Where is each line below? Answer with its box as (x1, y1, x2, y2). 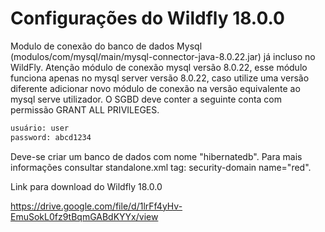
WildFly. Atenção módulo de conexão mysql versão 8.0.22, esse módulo (10, 61, 308, 73)
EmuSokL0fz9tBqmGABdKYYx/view (10, 210, 159, 222)
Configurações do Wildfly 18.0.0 (10, 7, 285, 30)
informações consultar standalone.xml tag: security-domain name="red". (10, 161, 312, 173)
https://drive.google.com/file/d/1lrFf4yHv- (10, 200, 183, 212)
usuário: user (10, 123, 70, 133)
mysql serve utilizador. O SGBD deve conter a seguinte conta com (10, 93, 282, 105)
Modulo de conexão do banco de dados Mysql (10, 40, 203, 52)
